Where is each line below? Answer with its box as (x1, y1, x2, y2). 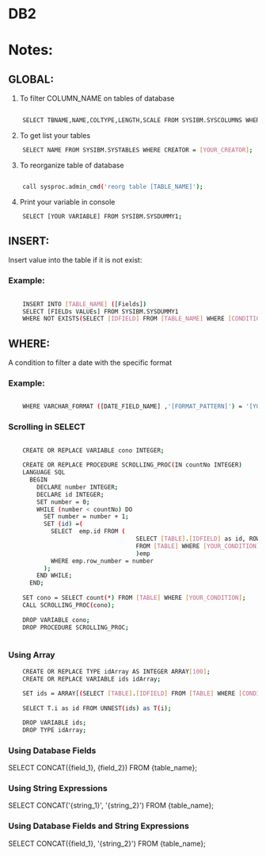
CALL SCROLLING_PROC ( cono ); (22, 601, 115, 609)
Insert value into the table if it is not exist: (8, 255, 142, 265)
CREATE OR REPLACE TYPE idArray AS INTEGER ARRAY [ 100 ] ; (22, 667, 211, 675)
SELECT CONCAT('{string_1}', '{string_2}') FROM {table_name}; (8, 800, 214, 810)
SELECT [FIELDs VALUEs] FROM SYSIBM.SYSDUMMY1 (22, 307, 179, 316)
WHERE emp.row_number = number (50, 557, 154, 565)
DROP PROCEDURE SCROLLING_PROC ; (22, 624, 129, 631)
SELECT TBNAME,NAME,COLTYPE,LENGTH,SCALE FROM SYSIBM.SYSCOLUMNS (22, 117, 243, 125)
